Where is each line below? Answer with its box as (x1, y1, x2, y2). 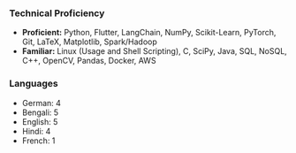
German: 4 (21, 97, 62, 108)
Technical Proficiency (9, 7, 105, 19)
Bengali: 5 (21, 107, 59, 118)
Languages (9, 78, 59, 90)
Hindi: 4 (21, 126, 51, 136)
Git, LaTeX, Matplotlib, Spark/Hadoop (21, 36, 157, 47)
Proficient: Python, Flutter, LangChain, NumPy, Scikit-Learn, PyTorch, (21, 27, 277, 38)
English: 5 (21, 116, 58, 126)
